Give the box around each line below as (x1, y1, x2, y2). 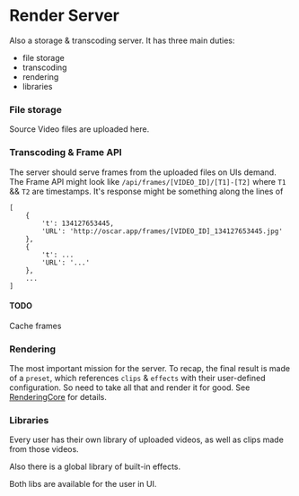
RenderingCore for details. (9, 392, 108, 403)
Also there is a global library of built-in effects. (9, 461, 181, 472)
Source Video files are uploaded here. (9, 124, 150, 135)
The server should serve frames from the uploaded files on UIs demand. (9, 167, 277, 178)
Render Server (9, 5, 119, 26)
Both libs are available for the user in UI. (9, 479, 157, 490)
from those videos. (9, 444, 79, 455)
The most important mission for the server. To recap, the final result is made (9, 363, 290, 374)
